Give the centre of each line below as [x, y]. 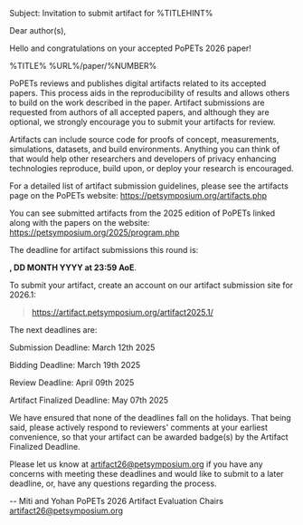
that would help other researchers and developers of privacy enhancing [143, 159]
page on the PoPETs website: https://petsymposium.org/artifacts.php [138, 195]
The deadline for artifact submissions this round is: [104, 250]
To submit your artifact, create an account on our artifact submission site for [151, 285]
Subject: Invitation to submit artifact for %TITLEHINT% [111, 13]
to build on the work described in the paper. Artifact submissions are [137, 102]
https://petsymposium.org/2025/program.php [95, 232]
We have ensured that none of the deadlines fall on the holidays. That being [150, 418]
